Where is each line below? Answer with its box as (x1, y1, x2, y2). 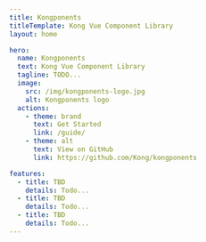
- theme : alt (25, 137, 74, 146)
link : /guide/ (32, 128, 87, 138)
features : (9, 169, 46, 178)
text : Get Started (32, 120, 102, 129)
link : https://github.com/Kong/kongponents (32, 153, 198, 162)
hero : (9, 45, 29, 54)
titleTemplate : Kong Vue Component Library (9, 21, 174, 30)
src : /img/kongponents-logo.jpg (25, 86, 145, 96)
